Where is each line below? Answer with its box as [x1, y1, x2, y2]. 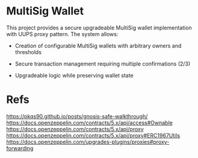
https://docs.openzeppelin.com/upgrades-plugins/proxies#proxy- [6, 138, 170, 145]
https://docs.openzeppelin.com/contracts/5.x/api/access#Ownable [6, 119, 173, 126]
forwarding [6, 144, 34, 151]
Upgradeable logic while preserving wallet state [14, 71, 134, 79]
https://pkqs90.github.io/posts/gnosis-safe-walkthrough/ [6, 112, 148, 120]
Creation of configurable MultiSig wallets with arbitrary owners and [14, 42, 182, 49]
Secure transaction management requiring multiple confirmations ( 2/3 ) [14, 60, 191, 67]
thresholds [14, 48, 42, 55]
